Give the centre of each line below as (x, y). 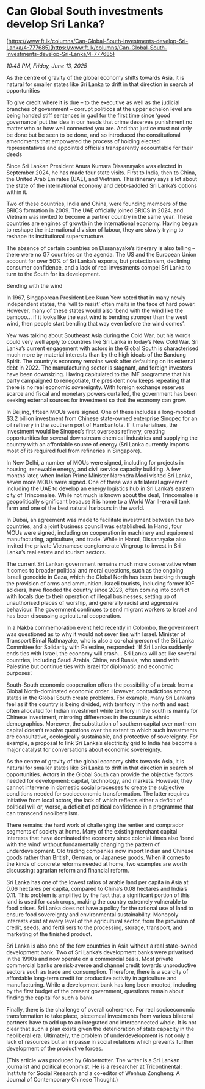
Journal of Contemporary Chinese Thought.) (62, 1079)
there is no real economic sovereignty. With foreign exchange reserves (95, 387)
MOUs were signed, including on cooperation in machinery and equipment (100, 532)
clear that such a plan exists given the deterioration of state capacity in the (100, 1029)
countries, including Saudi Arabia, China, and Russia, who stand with (92, 660)
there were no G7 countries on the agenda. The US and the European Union (102, 254)
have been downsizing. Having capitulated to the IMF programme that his (99, 374)
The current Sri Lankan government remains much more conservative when (102, 564)
